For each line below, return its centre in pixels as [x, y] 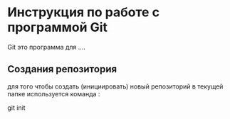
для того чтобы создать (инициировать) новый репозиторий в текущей [115, 86]
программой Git [58, 27]
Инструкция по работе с [84, 12]
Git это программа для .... [46, 47]
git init [17, 108]
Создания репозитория [62, 69]
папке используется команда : [54, 93]
